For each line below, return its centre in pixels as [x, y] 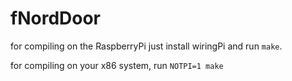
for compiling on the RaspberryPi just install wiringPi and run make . [146, 46]
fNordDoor [55, 18]
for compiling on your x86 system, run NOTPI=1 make [117, 65]
